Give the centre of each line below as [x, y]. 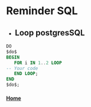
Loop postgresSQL [50, 33]
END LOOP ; [26, 74]
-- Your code [22, 68]
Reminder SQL [42, 11]
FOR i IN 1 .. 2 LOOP [38, 63]
